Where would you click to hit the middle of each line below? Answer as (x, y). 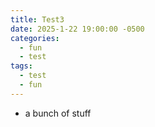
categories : (35, 38)
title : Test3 (37, 19)
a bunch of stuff (58, 113)
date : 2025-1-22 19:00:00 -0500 (77, 29)
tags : (21, 66)
